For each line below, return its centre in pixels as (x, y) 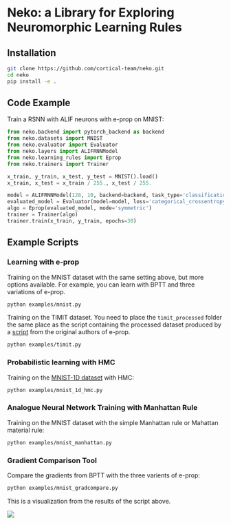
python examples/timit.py (44, 345)
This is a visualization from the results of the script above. (89, 501)
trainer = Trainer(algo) (43, 215)
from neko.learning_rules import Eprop (64, 157)
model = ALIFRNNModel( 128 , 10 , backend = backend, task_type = (95, 195)
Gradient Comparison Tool (52, 460)
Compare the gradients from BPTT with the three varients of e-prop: (104, 475)
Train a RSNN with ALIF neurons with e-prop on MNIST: (86, 119)
